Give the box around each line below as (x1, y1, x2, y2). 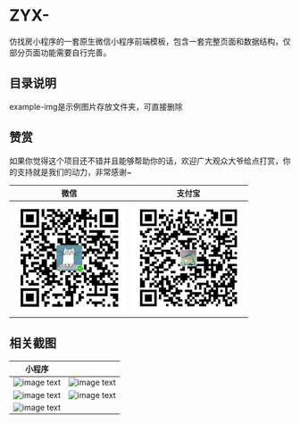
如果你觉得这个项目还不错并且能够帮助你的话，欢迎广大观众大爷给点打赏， (9, 155, 283, 166)
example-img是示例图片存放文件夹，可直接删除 (9, 101, 183, 112)
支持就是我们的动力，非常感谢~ (16, 166, 132, 177)
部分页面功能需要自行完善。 (9, 46, 112, 58)
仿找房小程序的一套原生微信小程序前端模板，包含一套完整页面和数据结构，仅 (9, 36, 291, 46)
